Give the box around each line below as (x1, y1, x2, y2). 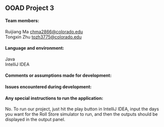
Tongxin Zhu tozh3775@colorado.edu (5, 34, 82, 40)
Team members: (5, 17, 39, 24)
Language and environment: (5, 45, 65, 51)
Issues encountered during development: (5, 84, 92, 90)
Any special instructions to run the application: (5, 95, 103, 101)
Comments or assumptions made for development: (5, 72, 112, 78)
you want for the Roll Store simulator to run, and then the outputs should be (5, 111, 158, 117)
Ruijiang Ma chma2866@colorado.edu (5, 29, 83, 34)
